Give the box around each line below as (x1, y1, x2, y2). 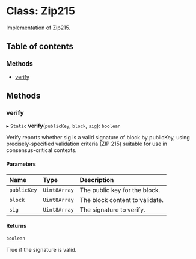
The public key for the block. (79, 186, 161, 194)
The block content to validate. (79, 195, 164, 204)
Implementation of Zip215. (6, 24, 71, 31)
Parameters (6, 160, 36, 168)
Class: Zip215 (6, 4, 75, 18)
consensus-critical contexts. (6, 147, 77, 154)
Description (79, 175, 114, 184)
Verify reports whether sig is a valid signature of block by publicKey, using (6, 134, 191, 141)
